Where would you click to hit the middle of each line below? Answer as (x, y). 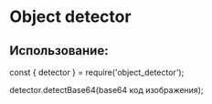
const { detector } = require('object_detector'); (97, 72)
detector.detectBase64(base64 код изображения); (106, 90)
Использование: (59, 51)
